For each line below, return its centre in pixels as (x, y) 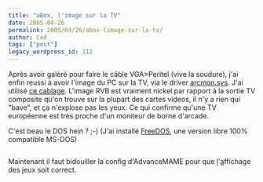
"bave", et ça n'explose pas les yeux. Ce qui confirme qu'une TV (113, 107)
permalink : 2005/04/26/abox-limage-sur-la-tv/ (86, 30)
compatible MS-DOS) (43, 139)
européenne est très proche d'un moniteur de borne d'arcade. (109, 116)
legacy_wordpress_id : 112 (50, 52)
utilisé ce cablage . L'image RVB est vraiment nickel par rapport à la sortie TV (132, 91)
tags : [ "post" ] (33, 45)
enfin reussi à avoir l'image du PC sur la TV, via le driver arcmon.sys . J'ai (126, 82)
